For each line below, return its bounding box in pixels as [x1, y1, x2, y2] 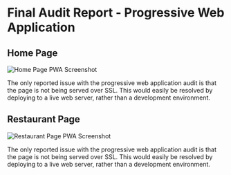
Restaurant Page [7, 113, 81, 125]
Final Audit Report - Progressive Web [7, 5, 225, 21]
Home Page [7, 47, 58, 59]
